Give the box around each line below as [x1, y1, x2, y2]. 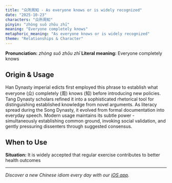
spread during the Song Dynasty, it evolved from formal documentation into [5, 107, 165, 113]
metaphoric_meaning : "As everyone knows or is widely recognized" [5, 31, 150, 36]
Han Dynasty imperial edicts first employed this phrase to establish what [5, 84, 158, 90]
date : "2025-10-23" [5, 12, 47, 17]
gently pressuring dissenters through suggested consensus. [5, 123, 133, 129]
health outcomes [5, 157, 41, 163]
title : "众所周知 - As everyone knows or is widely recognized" [5, 7, 142, 13]
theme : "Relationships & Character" [5, 36, 83, 42]
